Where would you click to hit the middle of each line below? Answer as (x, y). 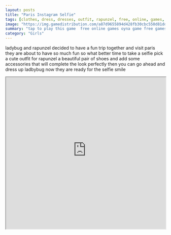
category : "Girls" (25, 33)
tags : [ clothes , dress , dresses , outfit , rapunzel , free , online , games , (85, 19)
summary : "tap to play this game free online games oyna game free (79, 29)
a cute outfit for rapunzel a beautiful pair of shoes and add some (73, 58)
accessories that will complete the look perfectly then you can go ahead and (85, 64)
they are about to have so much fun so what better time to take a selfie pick (84, 53)
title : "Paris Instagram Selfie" (41, 15)
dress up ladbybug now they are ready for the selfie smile (65, 69)
